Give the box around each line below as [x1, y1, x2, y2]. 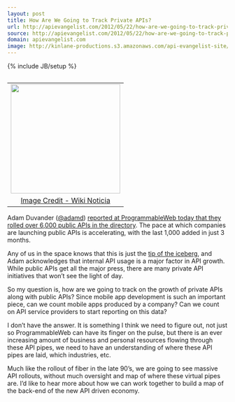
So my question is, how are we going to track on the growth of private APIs [7, 285, 223, 294]
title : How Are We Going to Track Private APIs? [7, 17, 152, 24]
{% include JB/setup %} [7, 62, 77, 70]
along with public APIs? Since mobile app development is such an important [7, 293, 226, 301]
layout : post [7, 10, 45, 17]
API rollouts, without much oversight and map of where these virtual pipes [7, 372, 221, 380]
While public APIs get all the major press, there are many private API [7, 264, 204, 273]
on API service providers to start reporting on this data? [7, 308, 168, 315]
